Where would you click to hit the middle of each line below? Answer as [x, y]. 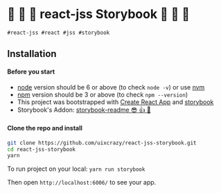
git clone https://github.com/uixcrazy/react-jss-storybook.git [102, 143]
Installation [32, 54]
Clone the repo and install [45, 128]
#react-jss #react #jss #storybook [59, 33]
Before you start [31, 72]
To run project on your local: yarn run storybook [76, 169]
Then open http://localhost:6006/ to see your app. [82, 183]
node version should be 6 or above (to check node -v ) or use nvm [111, 87]
